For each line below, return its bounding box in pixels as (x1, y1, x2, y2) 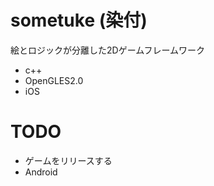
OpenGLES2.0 (24, 74, 84, 86)
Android (24, 166, 58, 178)
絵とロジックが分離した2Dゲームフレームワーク (10, 44, 205, 56)
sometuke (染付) (10, 9, 148, 32)
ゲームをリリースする (24, 154, 113, 166)
